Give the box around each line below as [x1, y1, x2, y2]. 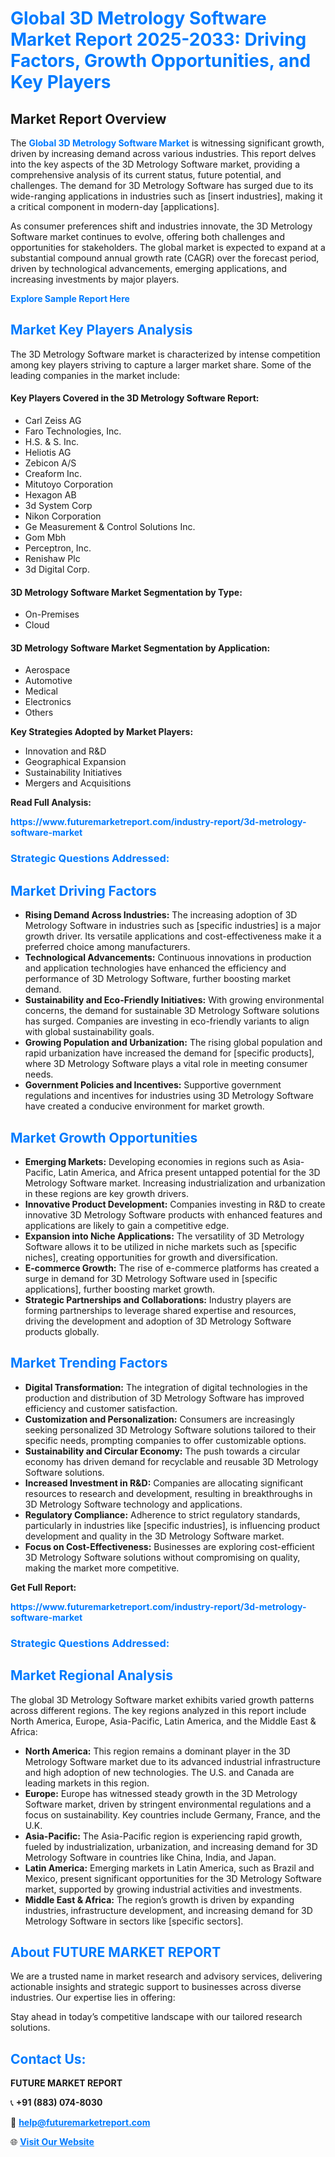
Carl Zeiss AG [24, 415, 82, 427]
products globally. [24, 1325, 100, 1337]
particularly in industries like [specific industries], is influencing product [24, 1519, 321, 1531]
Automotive [24, 675, 73, 687]
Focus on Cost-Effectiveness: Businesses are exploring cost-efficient [24, 1540, 315, 1552]
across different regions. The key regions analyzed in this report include [10, 1704, 307, 1716]
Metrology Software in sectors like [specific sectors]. [24, 1915, 244, 1927]
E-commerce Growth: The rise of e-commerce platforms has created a [24, 1262, 320, 1274]
